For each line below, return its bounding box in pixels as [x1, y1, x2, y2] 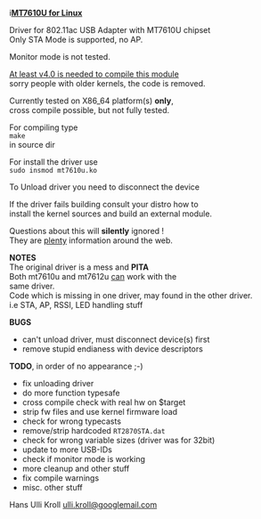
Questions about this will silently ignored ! [9, 226, 165, 236]
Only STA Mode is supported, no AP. [9, 35, 143, 45]
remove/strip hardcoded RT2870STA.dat [21, 426, 166, 435]
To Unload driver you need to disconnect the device [9, 182, 200, 192]
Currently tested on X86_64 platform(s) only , [9, 95, 174, 106]
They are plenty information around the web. [9, 235, 174, 246]
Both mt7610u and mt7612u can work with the [9, 272, 177, 281]
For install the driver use [9, 157, 98, 167]
